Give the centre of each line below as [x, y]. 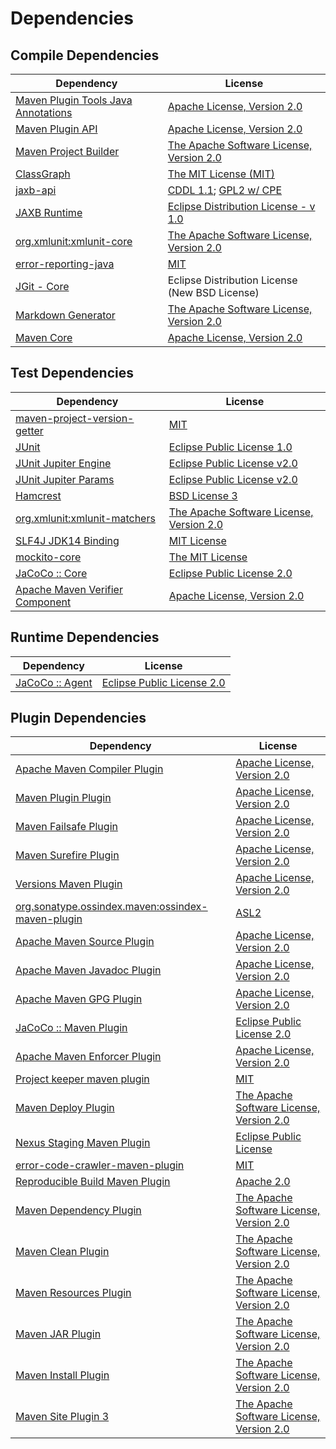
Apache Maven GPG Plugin [79, 999]
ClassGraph [43, 174]
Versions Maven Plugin [69, 884]
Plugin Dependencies [78, 718]
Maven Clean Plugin [62, 1252]
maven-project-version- [75, 418]
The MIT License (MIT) [221, 174]
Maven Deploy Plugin [65, 1108]
